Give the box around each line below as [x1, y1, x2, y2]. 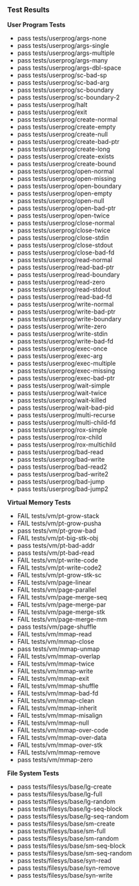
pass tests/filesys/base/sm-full [17, 827, 106, 835]
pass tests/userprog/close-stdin [17, 234, 109, 242]
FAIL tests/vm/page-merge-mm [17, 615, 108, 624]
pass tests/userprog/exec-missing [17, 367, 115, 375]
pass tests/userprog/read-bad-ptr [17, 263, 115, 272]
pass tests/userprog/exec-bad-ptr [17, 374, 115, 382]
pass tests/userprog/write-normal [17, 300, 114, 309]
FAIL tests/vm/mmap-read [17, 630, 92, 638]
